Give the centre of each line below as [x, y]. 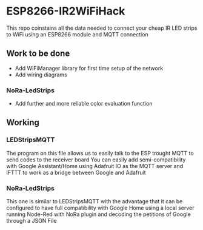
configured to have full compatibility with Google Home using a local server [100, 208]
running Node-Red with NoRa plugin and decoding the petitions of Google [98, 214]
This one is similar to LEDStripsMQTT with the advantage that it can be [95, 201]
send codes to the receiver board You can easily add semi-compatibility [96, 160]
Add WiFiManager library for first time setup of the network [89, 68]
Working [23, 123]
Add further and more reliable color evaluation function [84, 104]
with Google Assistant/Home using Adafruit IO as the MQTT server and [95, 166]
